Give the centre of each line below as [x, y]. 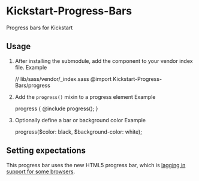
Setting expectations [46, 151]
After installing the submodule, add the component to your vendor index [104, 61]
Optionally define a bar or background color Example [80, 120]
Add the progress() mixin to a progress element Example [85, 96]
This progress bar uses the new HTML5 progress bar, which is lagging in [96, 165]
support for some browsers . [41, 171]
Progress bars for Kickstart [40, 28]
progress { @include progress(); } [56, 108]
